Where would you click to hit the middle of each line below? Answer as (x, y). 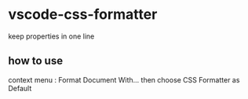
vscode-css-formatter (83, 15)
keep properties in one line (51, 36)
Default (20, 88)
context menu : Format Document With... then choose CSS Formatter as (124, 79)
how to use (36, 61)
